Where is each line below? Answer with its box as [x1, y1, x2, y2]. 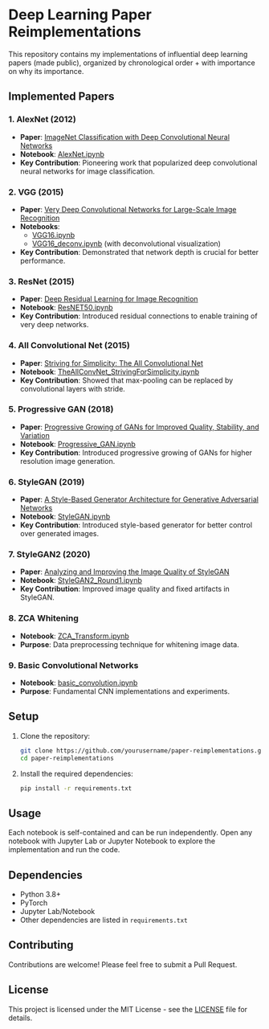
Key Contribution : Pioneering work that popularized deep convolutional [19, 158, 258, 167]
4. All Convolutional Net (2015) [8, 340, 130, 351]
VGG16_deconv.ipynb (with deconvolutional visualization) [31, 239, 221, 248]
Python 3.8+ [19, 890, 62, 900]
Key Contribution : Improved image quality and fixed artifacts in [19, 584, 230, 594]
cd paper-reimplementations [19, 754, 114, 762]
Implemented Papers [8, 90, 115, 104]
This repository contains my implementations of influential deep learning [8, 49, 248, 59]
